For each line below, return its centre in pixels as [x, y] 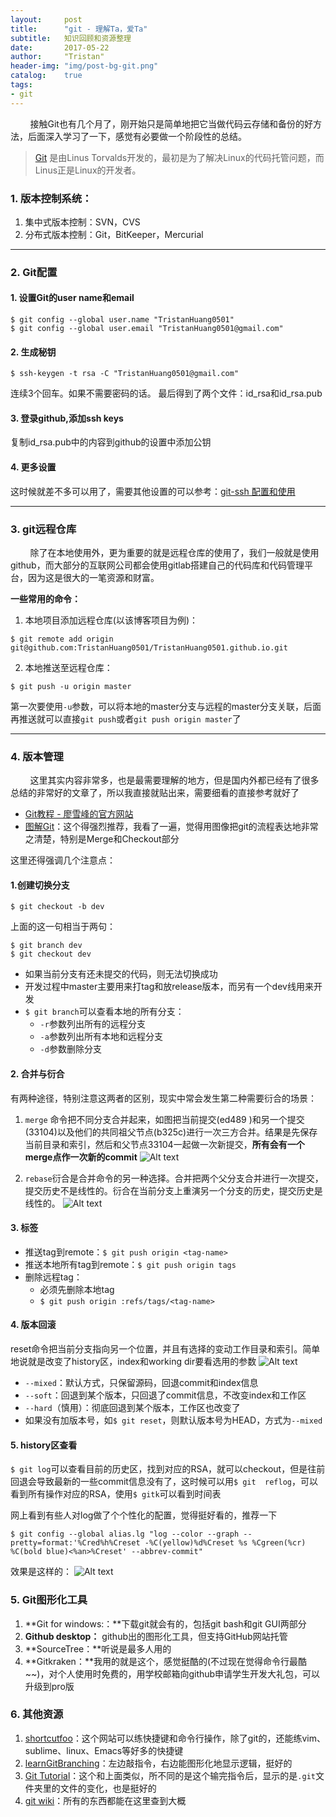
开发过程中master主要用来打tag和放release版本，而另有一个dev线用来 [169, 987]
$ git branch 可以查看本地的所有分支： [104, 1012]
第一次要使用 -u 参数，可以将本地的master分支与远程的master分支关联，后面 [166, 706]
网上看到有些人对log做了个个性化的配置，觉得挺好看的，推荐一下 [144, 1515]
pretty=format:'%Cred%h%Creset [75, 1543]
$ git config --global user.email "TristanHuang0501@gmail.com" [147, 329]
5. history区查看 [44, 1445]
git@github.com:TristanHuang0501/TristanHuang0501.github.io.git [149, 647]
